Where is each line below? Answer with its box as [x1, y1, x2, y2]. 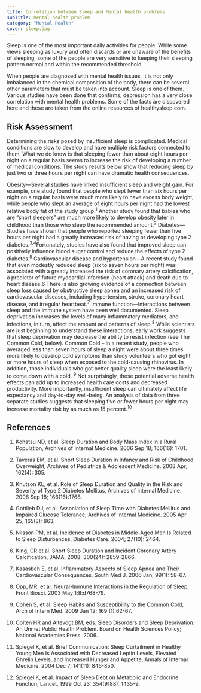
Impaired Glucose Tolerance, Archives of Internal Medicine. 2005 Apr [15, 511, 187, 518]
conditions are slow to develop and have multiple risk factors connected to [7, 144, 191, 151]
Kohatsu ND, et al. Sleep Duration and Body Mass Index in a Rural [15, 438, 177, 446]
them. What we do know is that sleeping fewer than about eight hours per [7, 150, 188, 157]
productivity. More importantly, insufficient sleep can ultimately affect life [7, 385, 187, 392]
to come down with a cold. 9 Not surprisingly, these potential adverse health [7, 372, 194, 379]
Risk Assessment [7, 121, 73, 132]
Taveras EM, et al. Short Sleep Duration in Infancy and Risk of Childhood [15, 456, 194, 464]
